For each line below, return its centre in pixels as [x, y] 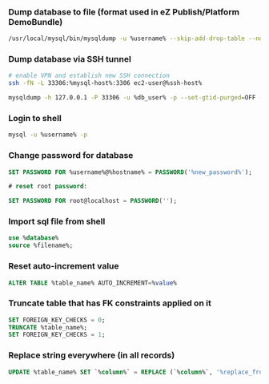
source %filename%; [41, 246]
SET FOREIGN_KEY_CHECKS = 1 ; [57, 335]
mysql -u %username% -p [48, 135]
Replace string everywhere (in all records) [92, 355]
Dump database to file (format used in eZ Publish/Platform [124, 12]
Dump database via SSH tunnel [70, 59]
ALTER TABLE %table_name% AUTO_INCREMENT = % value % [93, 283]
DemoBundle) [36, 22]
